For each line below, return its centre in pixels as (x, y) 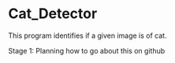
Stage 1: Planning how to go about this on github (87, 50)
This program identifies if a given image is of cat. (87, 35)
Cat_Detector (53, 14)
